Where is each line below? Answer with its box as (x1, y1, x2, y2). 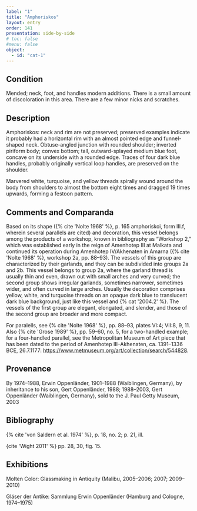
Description (6, 113, 50, 123)
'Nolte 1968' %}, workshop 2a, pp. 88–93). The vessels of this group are (6, 254, 182, 261)
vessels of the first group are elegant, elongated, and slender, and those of (6, 304, 188, 311)
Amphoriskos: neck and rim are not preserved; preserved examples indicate (6, 129, 191, 136)
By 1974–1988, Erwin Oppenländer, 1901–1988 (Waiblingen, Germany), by (6, 379, 182, 386)
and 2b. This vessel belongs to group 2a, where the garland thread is (6, 267, 173, 274)
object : (6, 47, 25, 53)
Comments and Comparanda (6, 207, 114, 217)
